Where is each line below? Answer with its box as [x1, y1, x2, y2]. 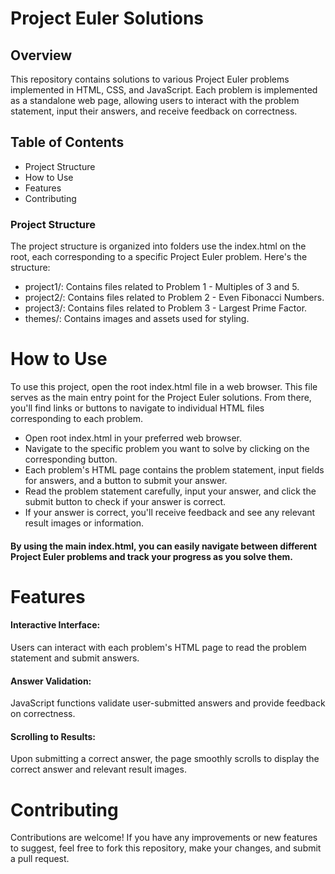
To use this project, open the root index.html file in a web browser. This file [10, 381, 318, 393]
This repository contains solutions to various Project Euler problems [10, 73, 290, 85]
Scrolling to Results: [10, 730, 96, 742]
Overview [10, 47, 73, 64]
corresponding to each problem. [10, 413, 144, 425]
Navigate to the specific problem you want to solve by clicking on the [24, 443, 310, 455]
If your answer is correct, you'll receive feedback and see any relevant [24, 507, 316, 519]
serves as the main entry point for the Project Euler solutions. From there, [10, 392, 312, 404]
